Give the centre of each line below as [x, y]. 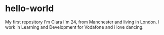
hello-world [30, 9]
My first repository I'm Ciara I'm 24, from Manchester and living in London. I [82, 22]
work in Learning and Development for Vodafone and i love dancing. [75, 27]
